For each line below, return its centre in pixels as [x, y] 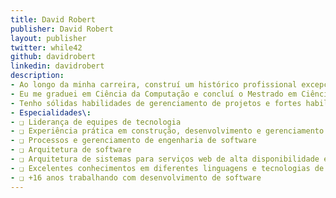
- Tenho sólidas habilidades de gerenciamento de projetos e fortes [156, 103]
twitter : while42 [46, 47]
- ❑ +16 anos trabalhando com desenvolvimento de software [136, 177]
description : [37, 76]
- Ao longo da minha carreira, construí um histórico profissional [154, 85]
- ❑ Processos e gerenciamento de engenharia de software [133, 141]
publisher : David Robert [62, 29]
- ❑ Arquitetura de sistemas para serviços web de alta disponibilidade [165, 159]
